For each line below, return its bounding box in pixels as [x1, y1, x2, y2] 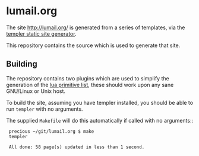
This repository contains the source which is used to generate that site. [6, 42, 181, 49]
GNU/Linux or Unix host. [6, 88, 66, 95]
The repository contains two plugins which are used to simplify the [6, 74, 169, 82]
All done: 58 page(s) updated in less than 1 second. [8, 144, 145, 150]
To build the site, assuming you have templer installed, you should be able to [6, 99, 194, 106]
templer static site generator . [6, 30, 77, 37]
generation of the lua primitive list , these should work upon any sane [6, 81, 174, 88]
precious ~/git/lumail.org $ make [8, 128, 94, 135]
